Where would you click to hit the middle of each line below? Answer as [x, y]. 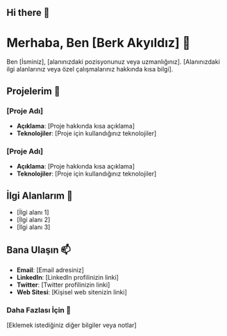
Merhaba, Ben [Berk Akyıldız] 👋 [99, 43]
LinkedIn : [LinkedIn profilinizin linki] [68, 277]
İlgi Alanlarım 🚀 [40, 195]
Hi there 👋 [28, 13]
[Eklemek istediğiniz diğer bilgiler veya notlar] [72, 325]
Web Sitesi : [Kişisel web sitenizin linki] [72, 292]
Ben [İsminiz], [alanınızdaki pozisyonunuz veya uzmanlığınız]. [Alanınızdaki [113, 62]
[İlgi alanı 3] [33, 227]
